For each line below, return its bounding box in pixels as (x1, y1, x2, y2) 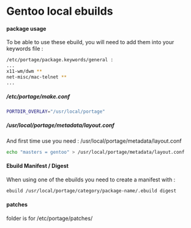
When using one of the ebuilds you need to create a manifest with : (6, 176, 176, 183)
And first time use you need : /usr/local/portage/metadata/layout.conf (6, 137, 182, 145)
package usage (6, 25, 47, 32)
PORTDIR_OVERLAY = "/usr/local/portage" (6, 108, 105, 115)
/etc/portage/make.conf (6, 93, 70, 101)
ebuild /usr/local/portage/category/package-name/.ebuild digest (6, 188, 176, 194)
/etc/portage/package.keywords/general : (6, 57, 114, 63)
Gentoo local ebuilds (6, 4, 113, 18)
